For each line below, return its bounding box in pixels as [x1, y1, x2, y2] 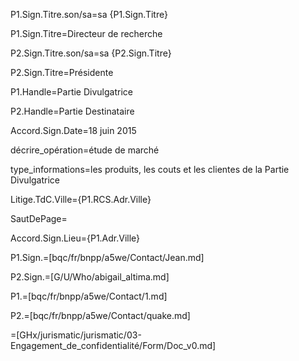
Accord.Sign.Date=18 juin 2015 [10, 125, 137, 136]
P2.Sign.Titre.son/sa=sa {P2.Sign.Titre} [10, 47, 172, 59]
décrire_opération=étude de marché [10, 144, 160, 156]
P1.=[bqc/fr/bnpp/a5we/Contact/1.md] [10, 290, 168, 302]
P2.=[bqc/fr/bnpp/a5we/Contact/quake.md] [10, 310, 191, 321]
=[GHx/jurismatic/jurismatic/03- [10, 329, 142, 341]
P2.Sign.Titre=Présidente [10, 67, 114, 78]
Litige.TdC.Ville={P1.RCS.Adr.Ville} [10, 194, 152, 205]
